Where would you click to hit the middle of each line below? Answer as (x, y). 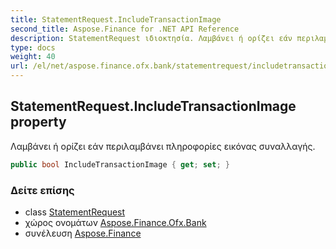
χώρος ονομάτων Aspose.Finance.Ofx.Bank (115, 222)
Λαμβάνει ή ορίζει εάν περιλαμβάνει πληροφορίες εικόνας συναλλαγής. (163, 146)
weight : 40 (33, 57)
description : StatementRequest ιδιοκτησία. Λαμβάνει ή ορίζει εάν (151, 38)
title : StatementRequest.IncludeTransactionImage (116, 19)
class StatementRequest (75, 212)
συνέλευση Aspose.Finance (83, 233)
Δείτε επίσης (42, 190)
